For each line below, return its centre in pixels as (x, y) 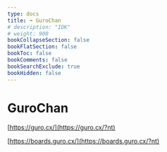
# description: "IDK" (39, 27)
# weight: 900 (28, 34)
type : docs (23, 14)
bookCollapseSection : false (49, 40)
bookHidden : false (34, 73)
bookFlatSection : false (42, 47)
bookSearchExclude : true (44, 66)
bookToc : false (30, 54)
